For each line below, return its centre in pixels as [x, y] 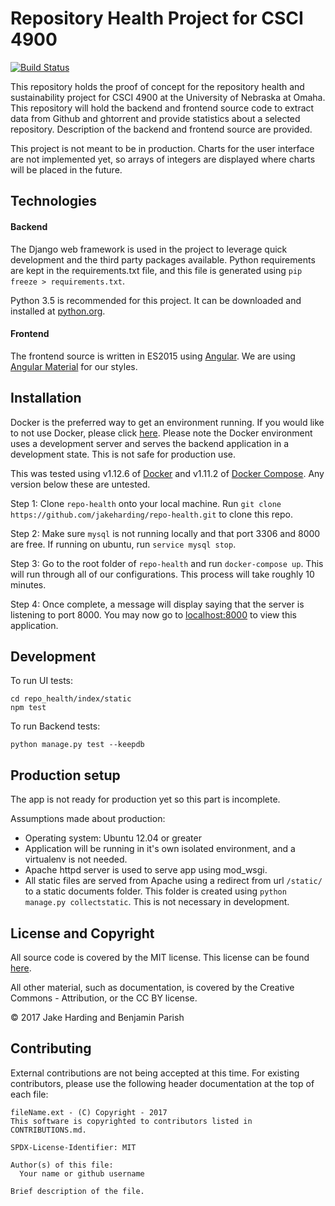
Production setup [65, 775]
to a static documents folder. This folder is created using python [155, 891]
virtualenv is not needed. [76, 859]
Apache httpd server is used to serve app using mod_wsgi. [146, 870]
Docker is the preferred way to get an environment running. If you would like [167, 422]
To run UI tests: [42, 681]
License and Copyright [82, 933]
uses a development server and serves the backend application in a [150, 443]
